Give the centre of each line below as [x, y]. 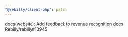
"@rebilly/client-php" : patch [36, 10]
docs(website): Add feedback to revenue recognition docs [64, 24]
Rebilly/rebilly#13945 [26, 29]
